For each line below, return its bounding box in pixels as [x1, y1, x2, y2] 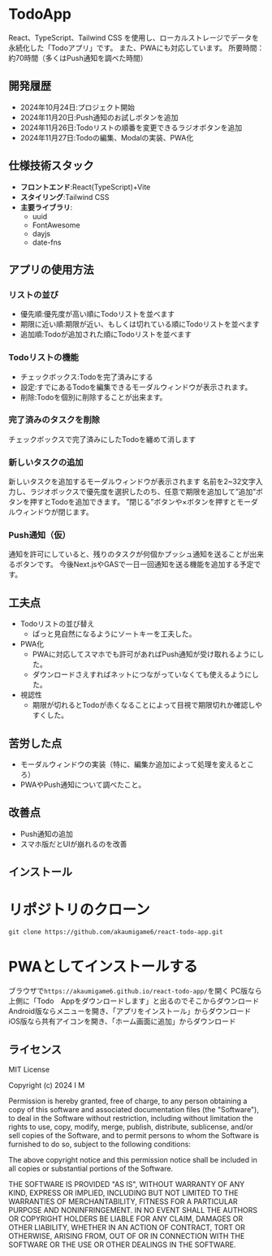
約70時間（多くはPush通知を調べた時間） [8, 53, 148, 63]
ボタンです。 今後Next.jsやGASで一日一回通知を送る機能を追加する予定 [15, 560, 254, 570]
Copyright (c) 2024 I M [8, 1080, 85, 1089]
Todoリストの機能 [8, 352, 80, 363]
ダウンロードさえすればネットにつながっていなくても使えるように [32, 669, 253, 679]
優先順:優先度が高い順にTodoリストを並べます [19, 310, 175, 319]
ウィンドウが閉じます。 [15, 507, 93, 517]
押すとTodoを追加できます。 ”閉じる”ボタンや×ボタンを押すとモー [29, 497, 252, 507]
